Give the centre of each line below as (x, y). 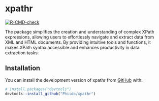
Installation (23, 68)
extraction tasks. (22, 53)
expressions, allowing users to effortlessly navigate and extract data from (79, 37)
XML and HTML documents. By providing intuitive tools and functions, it (78, 42)
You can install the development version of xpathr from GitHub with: (74, 80)
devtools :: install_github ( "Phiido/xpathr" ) (50, 94)
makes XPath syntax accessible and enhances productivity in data (72, 47)
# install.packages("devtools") (38, 89)
